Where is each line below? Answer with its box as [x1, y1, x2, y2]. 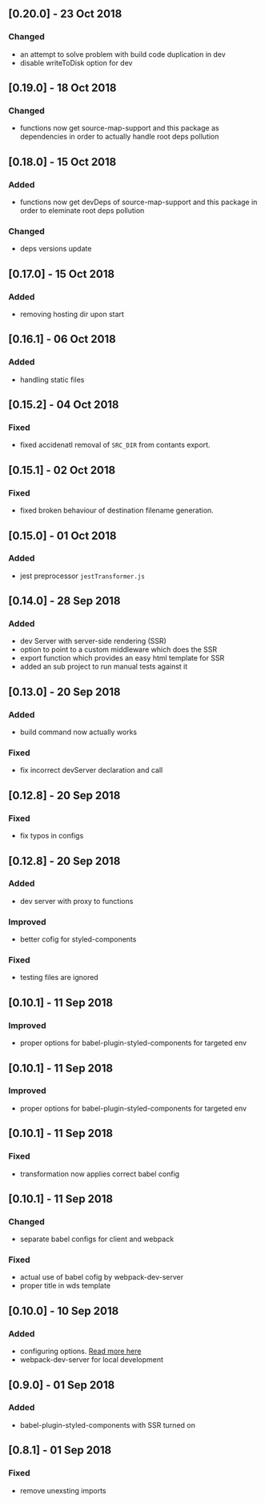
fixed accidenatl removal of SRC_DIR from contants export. [19, 440, 211, 450]
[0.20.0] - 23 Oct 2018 [8, 7, 122, 21]
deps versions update [19, 244, 92, 254]
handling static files [19, 375, 85, 384]
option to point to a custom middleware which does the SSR [19, 645, 218, 654]
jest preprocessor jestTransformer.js [19, 571, 146, 581]
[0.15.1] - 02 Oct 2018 [8, 463, 116, 476]
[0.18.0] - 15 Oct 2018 [8, 155, 117, 168]
